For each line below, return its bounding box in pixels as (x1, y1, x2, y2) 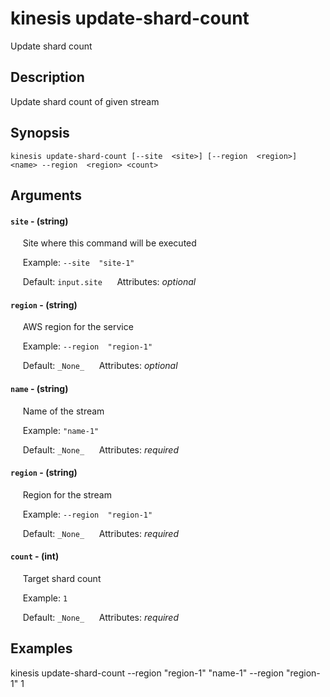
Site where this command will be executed (22, 237, 197, 249)
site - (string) (10, 215, 69, 227)
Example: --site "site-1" (22, 257, 135, 269)
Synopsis (10, 125, 70, 142)
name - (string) (10, 382, 69, 394)
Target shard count (22, 572, 102, 584)
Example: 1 (22, 592, 68, 604)
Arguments (10, 187, 83, 204)
